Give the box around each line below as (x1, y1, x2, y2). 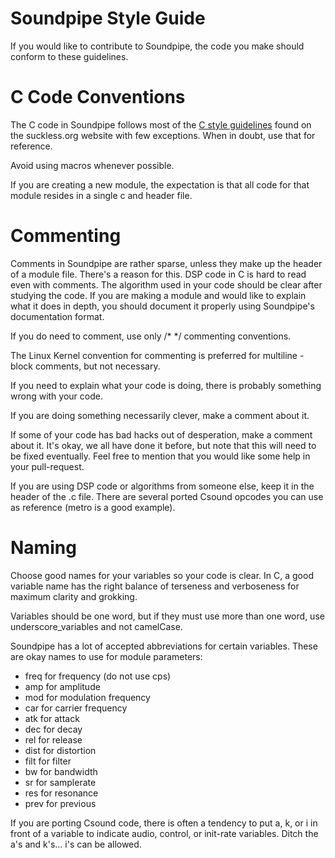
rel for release (24, 733, 83, 746)
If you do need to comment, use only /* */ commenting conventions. (10, 330, 292, 342)
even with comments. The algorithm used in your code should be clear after (10, 278, 323, 291)
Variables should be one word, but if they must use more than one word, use (10, 610, 325, 622)
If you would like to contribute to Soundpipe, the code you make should (10, 40, 305, 52)
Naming (10, 537, 77, 559)
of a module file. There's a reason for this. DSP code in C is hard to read (10, 268, 307, 280)
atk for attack (24, 712, 80, 724)
